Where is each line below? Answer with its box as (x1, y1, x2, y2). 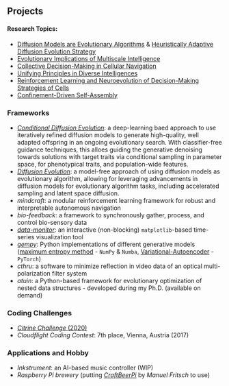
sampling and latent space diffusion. (16, 189, 120, 197)
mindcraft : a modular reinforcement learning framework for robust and (16, 196, 216, 204)
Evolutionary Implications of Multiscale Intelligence (16, 54, 161, 62)
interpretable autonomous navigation (16, 204, 122, 212)
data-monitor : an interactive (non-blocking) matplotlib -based (16, 226, 193, 234)
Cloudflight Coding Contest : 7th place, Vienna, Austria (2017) (16, 331, 189, 339)
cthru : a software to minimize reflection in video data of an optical (16, 262, 203, 270)
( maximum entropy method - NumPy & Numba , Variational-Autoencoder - (16, 247, 214, 256)
